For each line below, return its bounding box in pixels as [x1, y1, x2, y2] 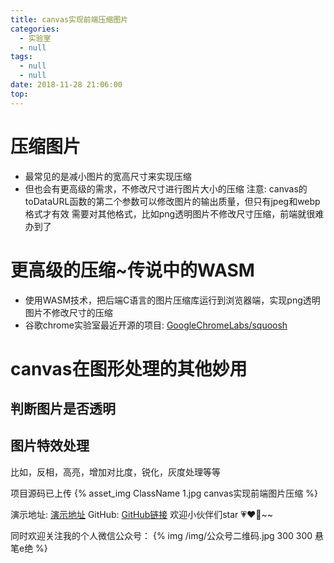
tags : [10, 52, 33, 62]
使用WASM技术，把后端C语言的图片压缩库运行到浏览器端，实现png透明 [24, 294, 321, 306]
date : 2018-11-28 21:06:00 [10, 80, 123, 90]
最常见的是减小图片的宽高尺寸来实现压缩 [24, 170, 192, 182]
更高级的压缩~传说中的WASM [10, 259, 255, 281]
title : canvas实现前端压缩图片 [10, 14, 129, 25]
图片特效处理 [10, 437, 90, 455]
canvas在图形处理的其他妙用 [10, 357, 248, 380]
